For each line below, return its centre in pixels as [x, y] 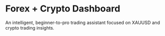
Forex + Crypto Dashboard [63, 9]
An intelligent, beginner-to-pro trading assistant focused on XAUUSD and [83, 22]
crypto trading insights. [30, 27]
